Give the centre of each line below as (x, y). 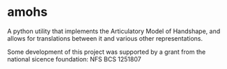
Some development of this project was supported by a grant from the (107, 52)
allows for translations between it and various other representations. (105, 38)
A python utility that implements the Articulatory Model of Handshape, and (114, 31)
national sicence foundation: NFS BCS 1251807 (74, 59)
